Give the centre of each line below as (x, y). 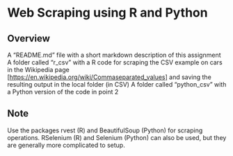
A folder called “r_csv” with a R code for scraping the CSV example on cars (115, 62)
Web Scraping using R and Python (107, 13)
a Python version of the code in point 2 (63, 92)
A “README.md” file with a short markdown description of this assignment (114, 55)
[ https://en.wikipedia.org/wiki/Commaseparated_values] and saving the (110, 77)
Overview (29, 38)
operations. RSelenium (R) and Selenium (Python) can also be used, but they (117, 137)
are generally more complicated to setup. (66, 145)
